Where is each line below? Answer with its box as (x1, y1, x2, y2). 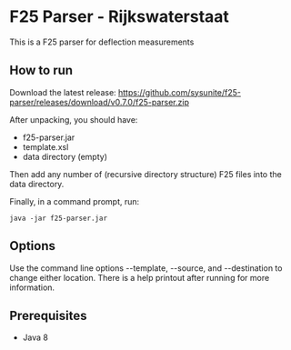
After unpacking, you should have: (9, 114, 138, 125)
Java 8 (22, 332, 48, 343)
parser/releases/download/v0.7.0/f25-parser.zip (9, 96, 189, 107)
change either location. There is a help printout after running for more (9, 272, 270, 283)
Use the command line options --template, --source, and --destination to (9, 262, 283, 274)
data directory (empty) (22, 151, 107, 162)
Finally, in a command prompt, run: (9, 195, 140, 206)
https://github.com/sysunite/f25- (117, 86, 241, 97)
